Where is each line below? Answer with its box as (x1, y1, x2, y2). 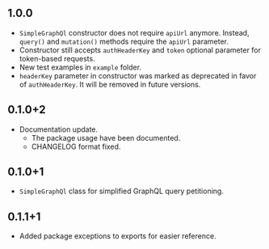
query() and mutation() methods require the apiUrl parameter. (19, 36, 229, 46)
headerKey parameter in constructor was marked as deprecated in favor (19, 70, 257, 80)
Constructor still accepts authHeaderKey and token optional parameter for (19, 44, 262, 55)
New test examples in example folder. (19, 62, 142, 72)
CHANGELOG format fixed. (31, 141, 121, 151)
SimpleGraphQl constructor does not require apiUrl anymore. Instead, (19, 27, 250, 37)
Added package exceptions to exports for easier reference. (19, 231, 216, 241)
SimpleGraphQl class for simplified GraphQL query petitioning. (19, 186, 224, 196)
